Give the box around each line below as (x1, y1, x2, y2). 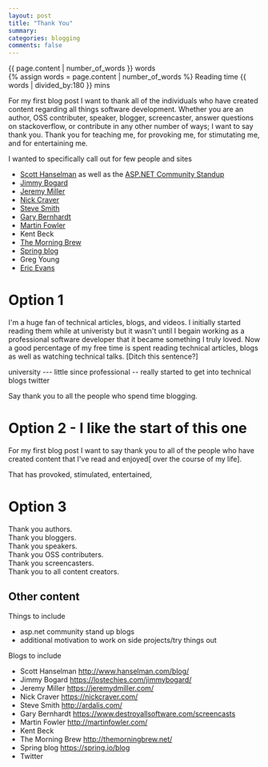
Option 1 (8, 291, 64, 309)
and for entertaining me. (8, 139, 88, 148)
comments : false (8, 42, 62, 50)
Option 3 (8, 498, 67, 516)
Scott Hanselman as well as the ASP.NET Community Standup (19, 170, 225, 179)
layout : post (8, 11, 52, 20)
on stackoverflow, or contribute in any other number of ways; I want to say (8, 122, 254, 131)
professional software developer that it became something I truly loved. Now (8, 335, 261, 344)
